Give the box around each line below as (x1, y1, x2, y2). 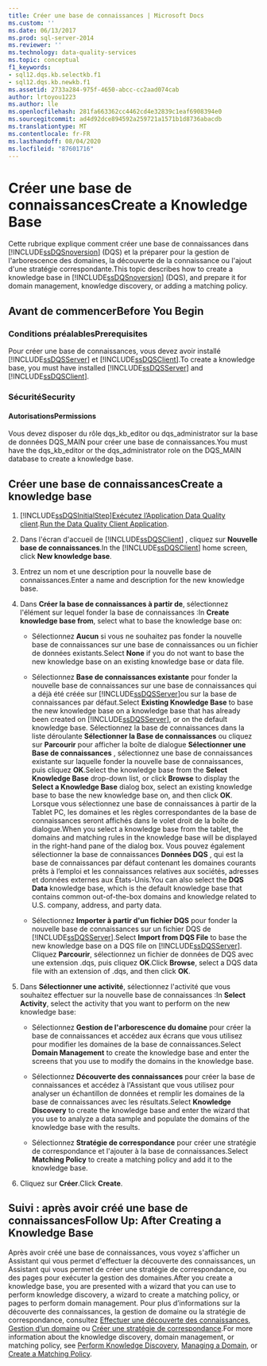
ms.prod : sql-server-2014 (8, 33, 94, 42)
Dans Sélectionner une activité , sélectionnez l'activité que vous (19, 981, 230, 991)
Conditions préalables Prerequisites (8, 328, 149, 339)
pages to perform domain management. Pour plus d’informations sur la (8, 1298, 241, 1308)
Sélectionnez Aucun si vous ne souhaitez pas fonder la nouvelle (31, 631, 242, 641)
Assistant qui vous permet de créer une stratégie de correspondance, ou (8, 1264, 247, 1274)
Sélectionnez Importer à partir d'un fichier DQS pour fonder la (31, 915, 238, 925)
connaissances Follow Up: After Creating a (8, 1214, 222, 1228)
